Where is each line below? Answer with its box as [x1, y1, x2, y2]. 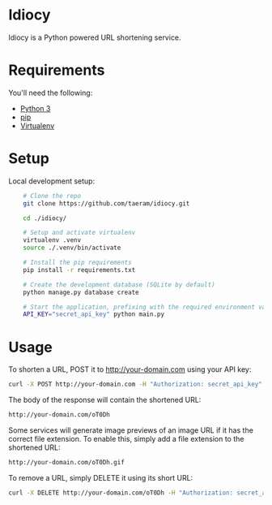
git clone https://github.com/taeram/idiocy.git [23, 199, 190, 208]
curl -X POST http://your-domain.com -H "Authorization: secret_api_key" [8, 380, 263, 389]
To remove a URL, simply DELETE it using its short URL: [8, 473, 193, 482]
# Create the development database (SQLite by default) [23, 280, 216, 289]
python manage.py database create [23, 288, 139, 296]
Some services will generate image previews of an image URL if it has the [8, 425, 253, 435]
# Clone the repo [23, 192, 82, 200]
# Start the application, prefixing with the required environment [23, 303, 255, 311]
